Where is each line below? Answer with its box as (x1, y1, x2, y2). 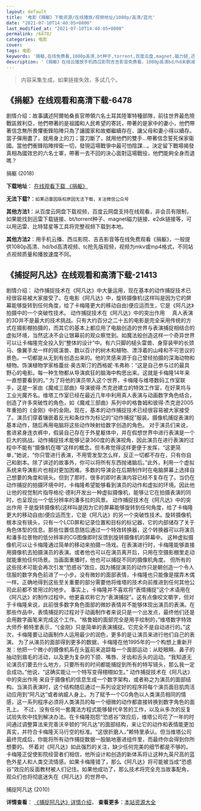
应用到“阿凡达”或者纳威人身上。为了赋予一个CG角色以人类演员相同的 (11, 691, 181, 698)
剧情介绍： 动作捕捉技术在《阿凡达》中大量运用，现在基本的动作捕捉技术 (6, 287, 186, 294)
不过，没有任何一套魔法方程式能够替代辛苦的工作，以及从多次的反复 (23, 706, 191, 713)
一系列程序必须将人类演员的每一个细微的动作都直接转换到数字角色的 (22, 698, 190, 706)
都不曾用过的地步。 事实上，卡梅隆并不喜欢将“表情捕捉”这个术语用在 (22, 586, 191, 593)
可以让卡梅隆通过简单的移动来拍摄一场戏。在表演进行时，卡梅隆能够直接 (16, 541, 195, 548)
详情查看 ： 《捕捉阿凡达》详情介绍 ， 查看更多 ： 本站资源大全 (6, 798, 156, 806)
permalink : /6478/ (6, 31, 52, 37)
